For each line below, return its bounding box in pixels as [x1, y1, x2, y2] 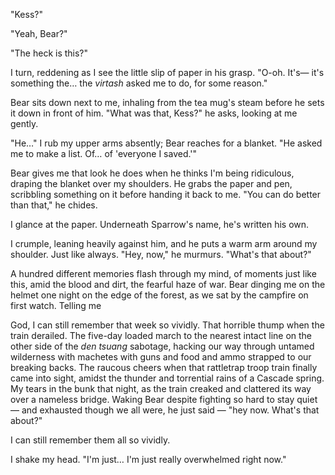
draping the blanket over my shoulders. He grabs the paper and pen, [10, 178, 293, 189]
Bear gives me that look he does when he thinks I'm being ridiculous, [10, 167, 295, 179]
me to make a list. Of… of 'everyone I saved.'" [10, 148, 198, 159]
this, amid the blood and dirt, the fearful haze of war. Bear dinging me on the [10, 279, 326, 290]
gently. [10, 118, 39, 129]
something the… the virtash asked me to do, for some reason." [10, 77, 268, 89]
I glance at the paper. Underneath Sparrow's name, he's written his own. [10, 219, 310, 230]
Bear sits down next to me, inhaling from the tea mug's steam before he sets [10, 97, 325, 108]
